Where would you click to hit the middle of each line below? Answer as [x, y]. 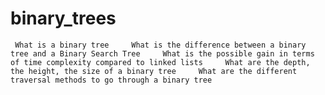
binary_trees [63, 18]
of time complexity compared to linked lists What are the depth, [160, 62]
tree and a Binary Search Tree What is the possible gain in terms [162, 53]
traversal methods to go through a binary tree [111, 80]
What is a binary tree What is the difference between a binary [160, 45]
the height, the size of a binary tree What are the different [154, 71]
